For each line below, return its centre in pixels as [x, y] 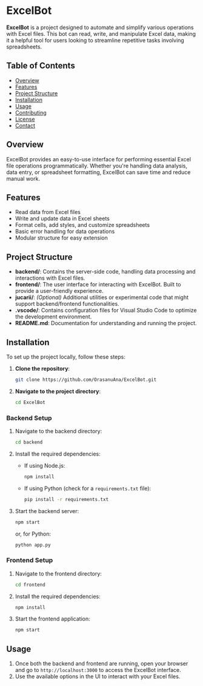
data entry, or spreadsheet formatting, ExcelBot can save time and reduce [98, 172]
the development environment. [53, 317]
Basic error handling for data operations [65, 232]
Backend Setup [29, 418]
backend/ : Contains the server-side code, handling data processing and [105, 272]
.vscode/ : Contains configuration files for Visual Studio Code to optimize [106, 311]
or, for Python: [33, 534]
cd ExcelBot [30, 402]
